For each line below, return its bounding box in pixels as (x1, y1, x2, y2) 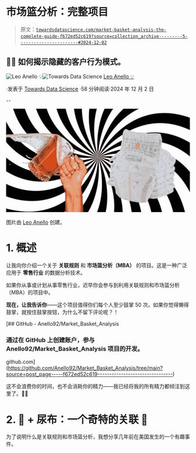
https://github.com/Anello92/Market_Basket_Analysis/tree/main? (8, 365, 163, 372)
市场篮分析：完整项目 (6, 5, 109, 19)
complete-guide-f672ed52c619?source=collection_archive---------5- (20, 33, 188, 39)
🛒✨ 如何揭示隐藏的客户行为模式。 (6, 57, 125, 67)
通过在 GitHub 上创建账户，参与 (6, 336, 95, 344)
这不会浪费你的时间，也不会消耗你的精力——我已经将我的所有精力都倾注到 (6, 383, 185, 390)
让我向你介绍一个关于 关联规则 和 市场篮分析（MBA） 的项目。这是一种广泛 (6, 262, 188, 269)
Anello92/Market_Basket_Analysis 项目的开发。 (6, 345, 144, 353)
